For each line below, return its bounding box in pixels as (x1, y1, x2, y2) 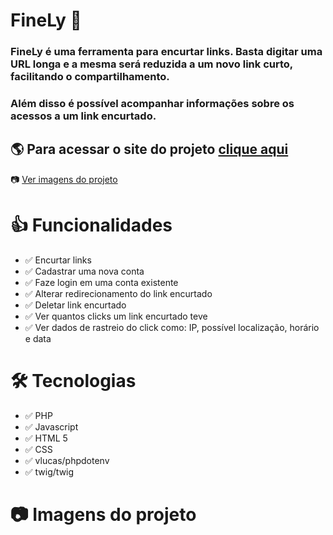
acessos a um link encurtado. (10, 109, 157, 123)
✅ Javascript (24, 420, 79, 433)
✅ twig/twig (24, 465, 75, 478)
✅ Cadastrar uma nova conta (24, 265, 145, 277)
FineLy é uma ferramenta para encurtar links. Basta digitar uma (10, 45, 323, 59)
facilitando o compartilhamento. (10, 70, 170, 84)
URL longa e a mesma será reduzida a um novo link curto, (10, 57, 293, 71)
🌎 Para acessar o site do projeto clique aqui (10, 141, 289, 158)
